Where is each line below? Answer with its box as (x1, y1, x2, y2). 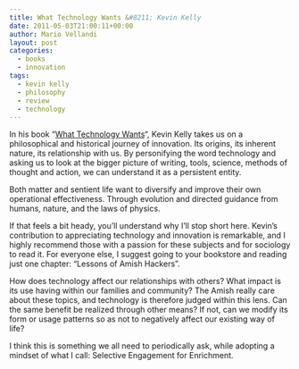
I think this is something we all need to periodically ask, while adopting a (9, 340, 275, 351)
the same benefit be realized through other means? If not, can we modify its (9, 305, 288, 315)
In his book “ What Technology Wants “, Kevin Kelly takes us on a (9, 129, 244, 139)
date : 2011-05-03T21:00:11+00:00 (9, 21, 134, 30)
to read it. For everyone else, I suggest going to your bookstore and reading (9, 249, 287, 260)
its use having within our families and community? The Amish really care (9, 285, 275, 296)
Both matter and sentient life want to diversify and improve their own (9, 184, 262, 195)
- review (17, 96, 50, 105)
